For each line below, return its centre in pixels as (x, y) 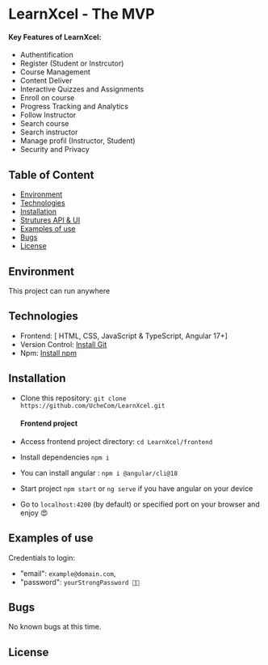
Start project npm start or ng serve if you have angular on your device (136, 488)
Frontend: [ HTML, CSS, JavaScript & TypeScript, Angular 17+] (124, 336)
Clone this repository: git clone (73, 398)
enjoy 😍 (34, 513)
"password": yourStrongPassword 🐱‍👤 (80, 582)
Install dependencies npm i (65, 457)
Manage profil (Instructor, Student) (77, 141)
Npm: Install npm (48, 353)
